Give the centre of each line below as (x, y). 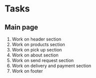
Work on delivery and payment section (51, 66)
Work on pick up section (37, 50)
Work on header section (37, 39)
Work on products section (38, 44)
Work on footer (27, 71)
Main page (21, 27)
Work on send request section (43, 60)
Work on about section (35, 55)
